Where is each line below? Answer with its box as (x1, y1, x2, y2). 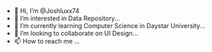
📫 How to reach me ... (13, 37, 80, 45)
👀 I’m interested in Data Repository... (13, 14, 120, 22)
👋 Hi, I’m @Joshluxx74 (13, 7, 80, 15)
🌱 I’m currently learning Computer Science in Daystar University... (13, 22, 206, 30)
